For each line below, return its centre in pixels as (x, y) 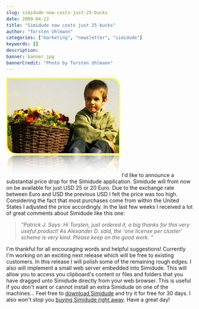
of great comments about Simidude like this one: (66, 213)
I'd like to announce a (148, 175)
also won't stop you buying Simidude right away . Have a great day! (88, 299)
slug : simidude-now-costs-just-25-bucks (57, 13)
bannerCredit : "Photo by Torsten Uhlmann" (60, 63)
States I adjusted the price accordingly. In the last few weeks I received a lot (99, 206)
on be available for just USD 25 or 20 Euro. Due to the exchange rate (90, 187)
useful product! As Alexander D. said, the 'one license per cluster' (101, 231)
